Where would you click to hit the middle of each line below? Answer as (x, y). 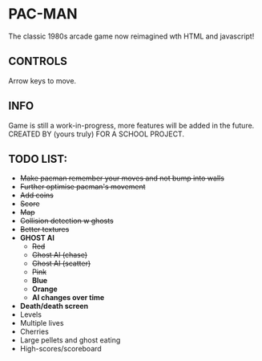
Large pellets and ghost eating (70, 340)
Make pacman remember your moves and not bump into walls (122, 178)
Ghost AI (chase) (60, 255)
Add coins (36, 195)
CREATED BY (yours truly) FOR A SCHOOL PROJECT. (96, 134)
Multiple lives (42, 323)
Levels (31, 314)
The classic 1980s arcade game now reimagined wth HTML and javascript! (131, 36)
